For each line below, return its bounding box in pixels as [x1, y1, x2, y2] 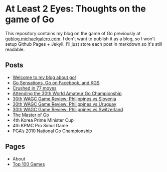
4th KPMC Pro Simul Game [12, 122, 69, 128]
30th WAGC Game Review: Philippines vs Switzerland [12, 106, 123, 112]
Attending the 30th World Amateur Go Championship [12, 90, 122, 96]
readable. [5, 46, 25, 52]
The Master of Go [12, 112, 49, 118]
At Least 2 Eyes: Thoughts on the [5, 3, 146, 15]
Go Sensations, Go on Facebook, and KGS [12, 79, 100, 85]
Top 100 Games [12, 161, 45, 167]
